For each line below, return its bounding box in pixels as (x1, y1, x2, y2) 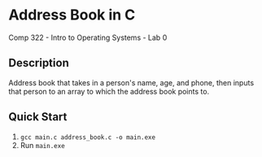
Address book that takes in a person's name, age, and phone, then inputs (8, 77, 255, 87)
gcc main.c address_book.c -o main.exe (20, 133, 156, 142)
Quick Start (8, 110, 68, 124)
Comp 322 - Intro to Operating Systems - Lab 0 (8, 33, 168, 42)
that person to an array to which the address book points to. (8, 86, 210, 96)
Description (8, 56, 69, 70)
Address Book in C (8, 6, 136, 24)
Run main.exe (20, 140, 65, 150)
